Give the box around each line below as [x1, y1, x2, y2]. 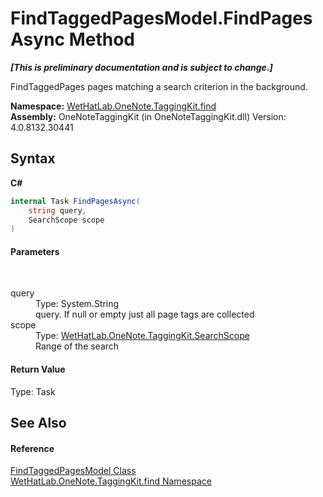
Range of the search [35, 340, 120, 352]
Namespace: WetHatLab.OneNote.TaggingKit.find [10, 100, 217, 112]
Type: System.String [35, 298, 120, 310]
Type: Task [10, 385, 56, 397]
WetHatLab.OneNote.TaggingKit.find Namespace [10, 475, 212, 487]
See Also [10, 415, 67, 432]
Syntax [10, 150, 56, 167]
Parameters [10, 245, 60, 257]
